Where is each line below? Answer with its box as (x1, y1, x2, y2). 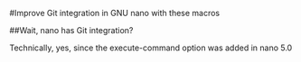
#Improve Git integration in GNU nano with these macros (9, 8, 221, 18)
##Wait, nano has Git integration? (9, 25, 134, 35)
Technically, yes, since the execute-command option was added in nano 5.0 (9, 42, 293, 53)
